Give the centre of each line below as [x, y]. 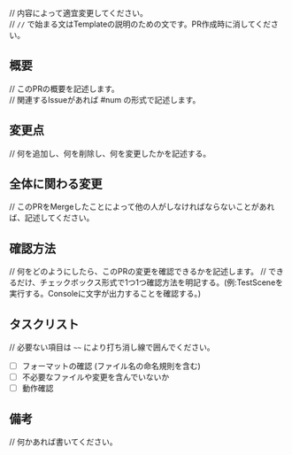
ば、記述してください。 [52, 218]
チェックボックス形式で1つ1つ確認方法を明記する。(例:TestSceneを [161, 282]
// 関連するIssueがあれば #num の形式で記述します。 [105, 99]
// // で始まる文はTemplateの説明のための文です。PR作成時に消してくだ [140, 24]
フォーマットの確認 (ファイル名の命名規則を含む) [111, 366]
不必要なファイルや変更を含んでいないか [96, 377]
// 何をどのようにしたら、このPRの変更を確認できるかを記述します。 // [138, 272]
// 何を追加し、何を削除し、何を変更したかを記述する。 [110, 153]
